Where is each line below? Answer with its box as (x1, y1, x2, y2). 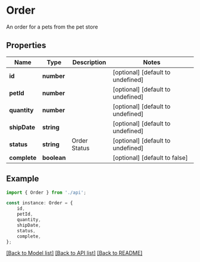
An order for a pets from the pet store (6, 23, 98, 30)
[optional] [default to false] (112, 153, 189, 162)
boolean (42, 153, 66, 162)
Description (72, 58, 107, 66)
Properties (6, 40, 46, 50)
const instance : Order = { (6, 200, 73, 206)
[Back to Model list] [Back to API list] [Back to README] (6, 250, 143, 257)
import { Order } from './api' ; (6, 190, 86, 195)
